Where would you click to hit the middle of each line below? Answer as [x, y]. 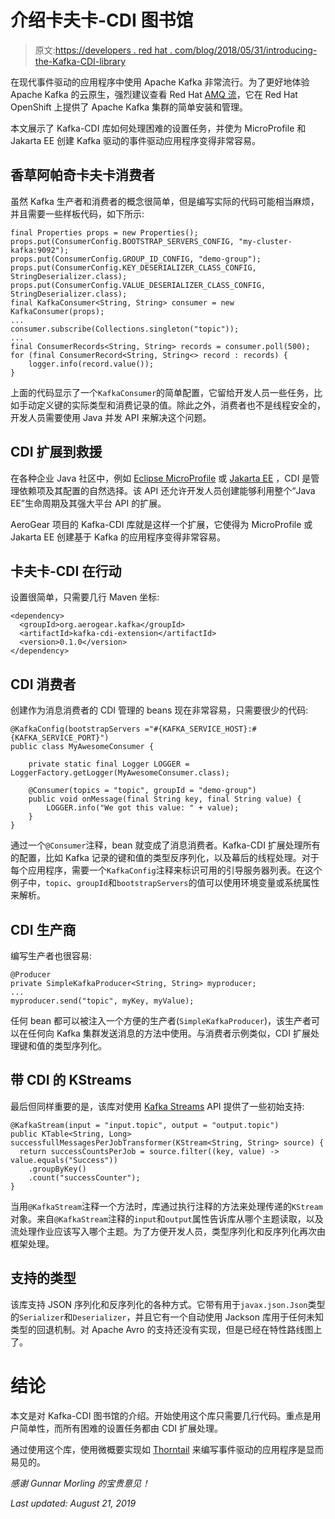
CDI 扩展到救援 [56, 452]
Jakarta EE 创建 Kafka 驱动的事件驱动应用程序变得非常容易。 [135, 140]
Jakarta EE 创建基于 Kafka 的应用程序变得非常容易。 [118, 537]
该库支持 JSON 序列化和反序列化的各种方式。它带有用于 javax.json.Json [159, 1304]
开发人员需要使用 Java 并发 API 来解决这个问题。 [111, 417]
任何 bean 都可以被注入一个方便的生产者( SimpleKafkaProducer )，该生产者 [161, 1020]
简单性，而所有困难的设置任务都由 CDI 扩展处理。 [120, 1428]
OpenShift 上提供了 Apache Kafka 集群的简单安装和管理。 [129, 107]
